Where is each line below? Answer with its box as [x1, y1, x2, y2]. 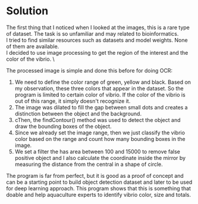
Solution [6, 4, 49, 18]
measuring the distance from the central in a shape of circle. [14, 161, 164, 168]
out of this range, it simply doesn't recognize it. [14, 97, 131, 105]
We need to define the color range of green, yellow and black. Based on [14, 79, 191, 86]
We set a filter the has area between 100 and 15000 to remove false [14, 147, 180, 155]
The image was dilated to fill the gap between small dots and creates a [14, 103, 188, 111]
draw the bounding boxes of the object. [14, 123, 112, 130]
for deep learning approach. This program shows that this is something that [6, 184, 191, 192]
